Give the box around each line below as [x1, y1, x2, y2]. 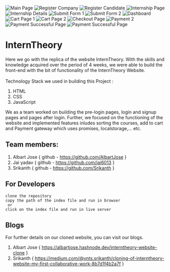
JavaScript [12, 99, 36, 105]
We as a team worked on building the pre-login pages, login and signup [5, 108, 157, 115]
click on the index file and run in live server [5, 207, 111, 212]
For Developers [5, 180, 55, 189]
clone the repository [5, 193, 52, 198]
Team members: [5, 140, 59, 149]
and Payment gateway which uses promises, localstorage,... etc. [5, 125, 142, 131]
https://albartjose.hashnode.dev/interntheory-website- [42, 244, 158, 250]
